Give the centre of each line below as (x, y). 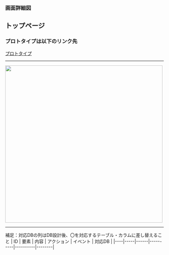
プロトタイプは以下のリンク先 (41, 41)
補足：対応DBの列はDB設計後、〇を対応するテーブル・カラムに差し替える (81, 235)
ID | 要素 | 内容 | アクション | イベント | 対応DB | (63, 241)
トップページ (25, 26)
